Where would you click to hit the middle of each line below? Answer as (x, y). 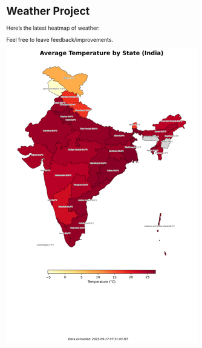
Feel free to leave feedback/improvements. (60, 39)
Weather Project (48, 11)
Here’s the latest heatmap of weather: (53, 28)
